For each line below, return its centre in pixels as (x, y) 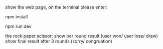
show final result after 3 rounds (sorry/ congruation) (59, 41)
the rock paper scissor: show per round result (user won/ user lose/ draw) (81, 36)
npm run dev (18, 26)
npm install (17, 17)
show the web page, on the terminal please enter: (56, 7)
